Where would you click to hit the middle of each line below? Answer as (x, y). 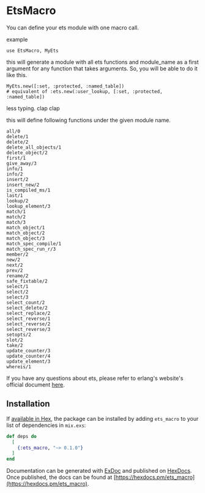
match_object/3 (26, 238)
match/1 (16, 212)
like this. (17, 75)
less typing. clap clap (33, 108)
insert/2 (17, 179)
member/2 (17, 254)
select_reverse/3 (28, 329)
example (17, 39)
